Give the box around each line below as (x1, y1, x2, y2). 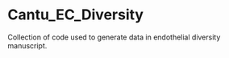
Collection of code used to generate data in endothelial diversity (7, 32, 221, 42)
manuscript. (7, 40, 48, 50)
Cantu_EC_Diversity (7, 6, 144, 24)
